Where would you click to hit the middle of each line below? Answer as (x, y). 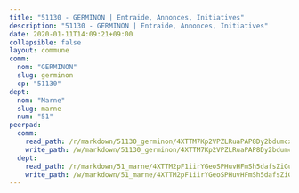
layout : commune (39, 51)
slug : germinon (45, 76)
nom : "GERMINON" (47, 68)
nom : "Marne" (41, 100)
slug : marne (40, 109)
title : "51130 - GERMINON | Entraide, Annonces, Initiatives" (127, 17)
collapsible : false (45, 42)
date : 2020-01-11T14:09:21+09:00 (71, 34)
